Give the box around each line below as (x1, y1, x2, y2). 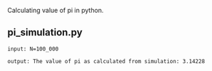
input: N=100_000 (7, 45, 59, 53)
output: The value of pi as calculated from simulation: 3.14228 (7, 58, 205, 65)
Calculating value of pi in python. (7, 6, 105, 14)
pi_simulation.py (7, 26, 83, 38)
